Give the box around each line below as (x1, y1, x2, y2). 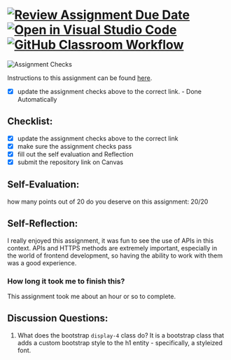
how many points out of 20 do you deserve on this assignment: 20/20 (7, 197, 209, 206)
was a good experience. (7, 258, 77, 267)
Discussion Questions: (7, 312, 108, 324)
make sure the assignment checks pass (17, 142, 132, 150)
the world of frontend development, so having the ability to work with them (7, 251, 223, 260)
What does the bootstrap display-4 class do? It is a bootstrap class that (17, 331, 225, 340)
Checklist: (7, 116, 53, 128)
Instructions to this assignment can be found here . (7, 74, 153, 82)
